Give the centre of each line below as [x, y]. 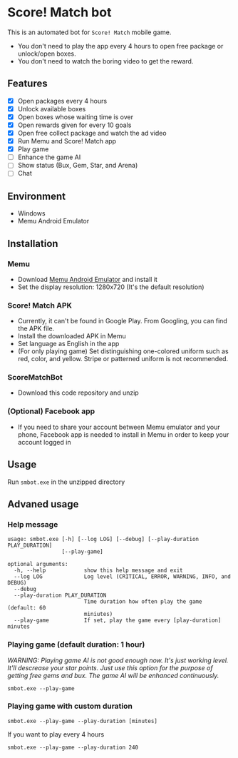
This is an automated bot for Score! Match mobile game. [89, 32]
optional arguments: [38, 565]
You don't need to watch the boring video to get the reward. [105, 61]
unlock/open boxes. [47, 54]
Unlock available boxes [52, 108]
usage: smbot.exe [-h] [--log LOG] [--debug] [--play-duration [103, 540]
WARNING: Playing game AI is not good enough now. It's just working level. [118, 660]
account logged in [44, 442]
